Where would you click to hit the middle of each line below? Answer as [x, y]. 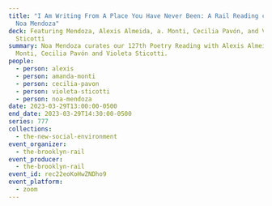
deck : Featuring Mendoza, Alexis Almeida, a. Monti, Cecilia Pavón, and [134, 31]
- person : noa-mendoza [54, 99]
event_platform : [36, 182]
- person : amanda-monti [55, 76]
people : [21, 62]
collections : [30, 129]
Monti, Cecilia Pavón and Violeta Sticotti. [92, 54]
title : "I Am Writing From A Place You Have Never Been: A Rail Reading [134, 16]
